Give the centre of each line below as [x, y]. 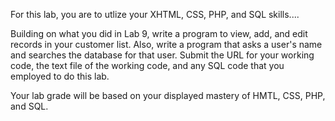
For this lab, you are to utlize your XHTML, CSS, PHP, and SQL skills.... [155, 14]
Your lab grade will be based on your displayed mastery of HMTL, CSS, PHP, [168, 95]
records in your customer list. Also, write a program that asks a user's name [166, 44]
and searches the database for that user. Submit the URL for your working [162, 55]
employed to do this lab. [60, 76]
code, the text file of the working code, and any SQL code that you [147, 65]
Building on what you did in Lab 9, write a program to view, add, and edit [159, 33]
